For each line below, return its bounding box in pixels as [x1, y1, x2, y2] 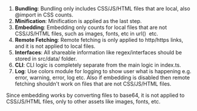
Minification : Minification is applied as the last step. [14, 18, 142, 24]
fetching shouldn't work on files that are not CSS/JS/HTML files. [14, 80, 171, 87]
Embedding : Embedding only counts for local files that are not [14, 24, 167, 31]
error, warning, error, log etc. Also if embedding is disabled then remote [14, 74, 190, 81]
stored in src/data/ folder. [14, 56, 77, 62]
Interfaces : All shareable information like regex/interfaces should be [14, 49, 182, 56]
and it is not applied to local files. [14, 43, 96, 50]
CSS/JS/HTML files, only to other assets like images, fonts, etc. [6, 98, 161, 105]
